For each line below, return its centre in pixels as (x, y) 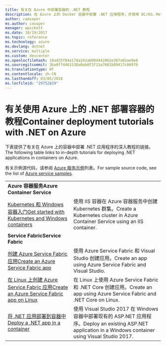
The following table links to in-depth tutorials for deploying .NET (70, 152)
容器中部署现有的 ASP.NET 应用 (110, 316)
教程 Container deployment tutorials (80, 121)
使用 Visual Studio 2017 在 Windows (116, 308)
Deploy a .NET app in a (34, 323)
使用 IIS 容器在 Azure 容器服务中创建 (116, 201)
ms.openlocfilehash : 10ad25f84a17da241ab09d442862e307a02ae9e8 (72, 60)
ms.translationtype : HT (30, 70)
